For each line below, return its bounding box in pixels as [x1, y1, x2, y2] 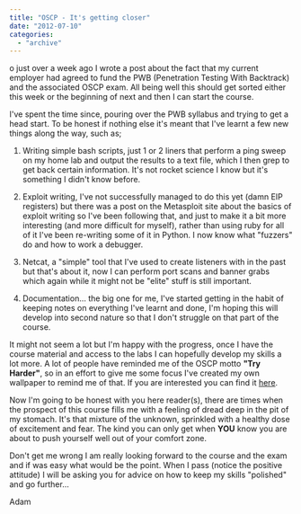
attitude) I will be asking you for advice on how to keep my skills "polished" [9, 469, 288, 481]
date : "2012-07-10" [9, 22, 83, 31]
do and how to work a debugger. [22, 239, 144, 250]
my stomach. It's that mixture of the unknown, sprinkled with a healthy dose [9, 414, 290, 425]
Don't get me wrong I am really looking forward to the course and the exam [9, 450, 288, 461]
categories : [9, 30, 54, 39]
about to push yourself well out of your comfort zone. [9, 433, 207, 444]
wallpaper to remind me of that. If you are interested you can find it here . [9, 377, 279, 388]
